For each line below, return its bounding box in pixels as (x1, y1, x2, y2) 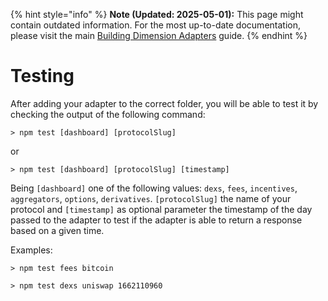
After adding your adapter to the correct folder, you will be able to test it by (10, 97, 319, 109)
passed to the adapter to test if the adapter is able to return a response (10, 214, 303, 226)
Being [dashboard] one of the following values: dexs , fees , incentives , (10, 182, 298, 194)
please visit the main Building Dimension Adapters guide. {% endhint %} (10, 30, 308, 41)
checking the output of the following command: (10, 108, 206, 120)
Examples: (10, 244, 53, 256)
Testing (10, 65, 75, 88)
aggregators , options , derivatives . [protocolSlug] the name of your (10, 192, 292, 204)
